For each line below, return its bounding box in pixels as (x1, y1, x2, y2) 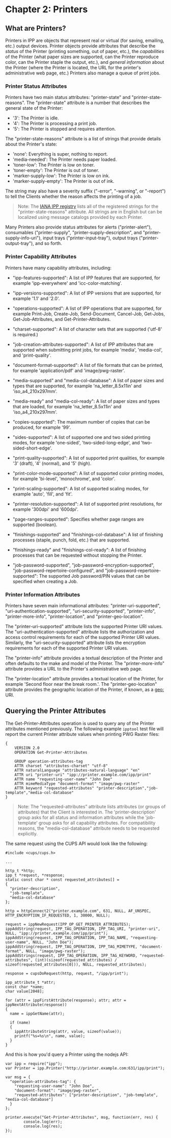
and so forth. (35, 240, 62, 246)
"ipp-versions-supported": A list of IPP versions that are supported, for (12, 290, 161, 296)
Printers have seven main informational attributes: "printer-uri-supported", (5, 602, 161, 608)
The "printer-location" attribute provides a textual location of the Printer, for (5, 675, 164, 682)
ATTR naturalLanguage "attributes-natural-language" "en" (14, 768, 140, 773)
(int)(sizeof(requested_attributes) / (35, 957, 117, 962)
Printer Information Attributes (5, 591, 80, 598)
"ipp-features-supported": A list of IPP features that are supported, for (12, 275, 160, 281)
